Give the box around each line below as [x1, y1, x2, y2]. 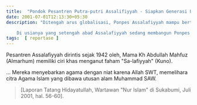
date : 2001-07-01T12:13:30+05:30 [6, 14, 88, 20]
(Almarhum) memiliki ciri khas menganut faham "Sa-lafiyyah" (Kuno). [6, 58, 173, 65]
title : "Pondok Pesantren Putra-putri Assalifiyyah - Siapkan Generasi [6, 8, 188, 15]
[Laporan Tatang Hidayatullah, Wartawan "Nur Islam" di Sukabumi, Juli [20, 86, 191, 93]
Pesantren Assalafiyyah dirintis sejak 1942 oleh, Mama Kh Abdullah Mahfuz [6, 51, 188, 58]
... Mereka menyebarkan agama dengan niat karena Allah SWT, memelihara [6, 69, 188, 76]
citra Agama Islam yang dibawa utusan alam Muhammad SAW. [6, 75, 157, 82]
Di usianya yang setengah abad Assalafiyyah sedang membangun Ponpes [16, 30, 191, 36]
